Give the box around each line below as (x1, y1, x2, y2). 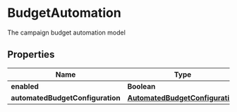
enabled (11, 81, 39, 91)
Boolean (127, 81, 156, 91)
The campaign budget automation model (7, 28, 126, 37)
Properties (7, 49, 55, 61)
